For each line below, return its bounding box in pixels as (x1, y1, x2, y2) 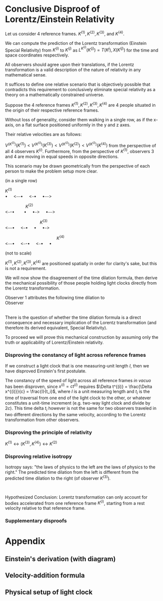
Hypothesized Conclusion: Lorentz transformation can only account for (5, 494, 147, 500)
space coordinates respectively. (5, 52, 69, 58)
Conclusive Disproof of (5, 3, 100, 15)
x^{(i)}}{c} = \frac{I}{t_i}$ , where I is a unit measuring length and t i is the (5, 388, 150, 396)
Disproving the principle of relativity (5, 429, 92, 436)
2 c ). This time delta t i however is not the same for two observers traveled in (5, 406, 157, 412)
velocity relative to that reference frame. (5, 505, 86, 511)
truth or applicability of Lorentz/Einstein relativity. (5, 340, 104, 346)
